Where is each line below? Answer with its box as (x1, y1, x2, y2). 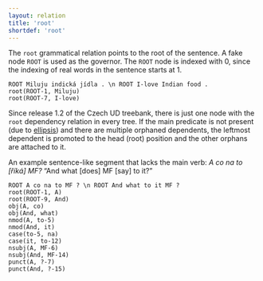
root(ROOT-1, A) (8, 189, 62, 197)
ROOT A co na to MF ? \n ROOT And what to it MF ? (8, 181, 180, 189)
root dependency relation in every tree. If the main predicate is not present (8, 117, 254, 127)
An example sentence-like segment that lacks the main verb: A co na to (8, 158, 243, 167)
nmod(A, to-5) (8, 217, 56, 224)
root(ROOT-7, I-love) (8, 95, 80, 103)
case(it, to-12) (8, 237, 62, 245)
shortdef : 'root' (8, 26, 66, 34)
